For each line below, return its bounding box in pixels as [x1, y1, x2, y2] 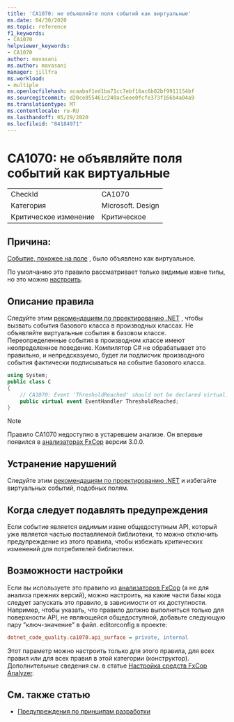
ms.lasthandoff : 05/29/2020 [7, 114, 89, 121]
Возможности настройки [7, 565, 123, 577]
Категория [10, 201, 47, 210]
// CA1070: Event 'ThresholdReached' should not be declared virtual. [19, 391, 229, 398]
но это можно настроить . [7, 275, 83, 284]
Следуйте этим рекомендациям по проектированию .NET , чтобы [7, 314, 203, 323]
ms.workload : [7, 75, 45, 82]
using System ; [7, 372, 49, 379]
